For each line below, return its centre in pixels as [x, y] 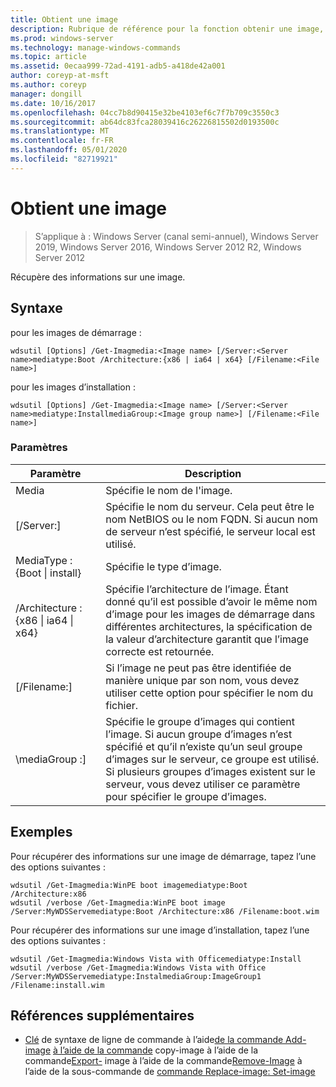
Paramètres [39, 448]
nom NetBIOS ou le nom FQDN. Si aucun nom [212, 519]
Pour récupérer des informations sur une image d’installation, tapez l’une [160, 930]
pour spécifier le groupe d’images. [186, 796]
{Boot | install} [48, 573]
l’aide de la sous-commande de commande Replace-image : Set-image [170, 1072]
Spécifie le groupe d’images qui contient [200, 721]
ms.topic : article [48, 57]
